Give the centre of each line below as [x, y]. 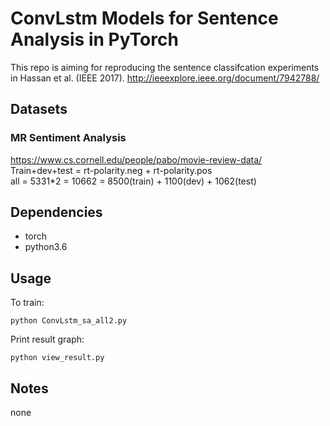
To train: [27, 303]
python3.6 [46, 247]
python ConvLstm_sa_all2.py [69, 321]
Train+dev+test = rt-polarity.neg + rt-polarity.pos [111, 170]
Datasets [39, 109]
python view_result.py [57, 358]
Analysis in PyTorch [94, 39]
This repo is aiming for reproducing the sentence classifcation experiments [165, 67]
